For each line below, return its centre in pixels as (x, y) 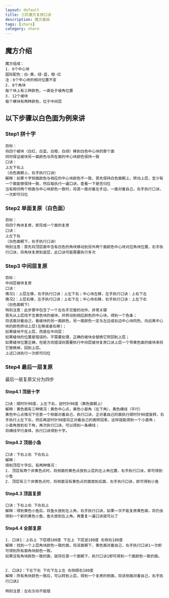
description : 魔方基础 (28, 19)
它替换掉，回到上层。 (24, 348)
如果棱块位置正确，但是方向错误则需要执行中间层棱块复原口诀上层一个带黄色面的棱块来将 (84, 343)
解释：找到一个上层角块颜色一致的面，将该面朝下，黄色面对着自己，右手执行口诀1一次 (82, 546)
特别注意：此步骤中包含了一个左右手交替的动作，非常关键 (56, 310)
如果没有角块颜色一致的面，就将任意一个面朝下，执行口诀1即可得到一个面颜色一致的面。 (83, 556)
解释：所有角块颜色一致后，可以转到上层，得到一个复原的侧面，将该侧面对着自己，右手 (82, 576)
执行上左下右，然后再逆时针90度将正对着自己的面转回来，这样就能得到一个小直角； (83, 420)
